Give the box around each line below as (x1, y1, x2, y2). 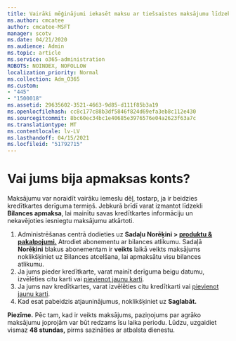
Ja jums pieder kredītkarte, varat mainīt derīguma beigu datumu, (17, 267, 205, 276)
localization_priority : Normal (7, 69, 99, 76)
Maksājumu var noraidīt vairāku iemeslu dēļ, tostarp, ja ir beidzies (7, 194, 198, 203)
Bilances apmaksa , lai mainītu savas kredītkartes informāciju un (7, 209, 193, 218)
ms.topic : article (7, 50, 61, 57)
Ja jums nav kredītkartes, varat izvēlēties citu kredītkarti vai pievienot (17, 282, 219, 291)
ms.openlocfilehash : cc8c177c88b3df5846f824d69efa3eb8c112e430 (7, 108, 197, 115)
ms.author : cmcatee (7, 17, 65, 24)
